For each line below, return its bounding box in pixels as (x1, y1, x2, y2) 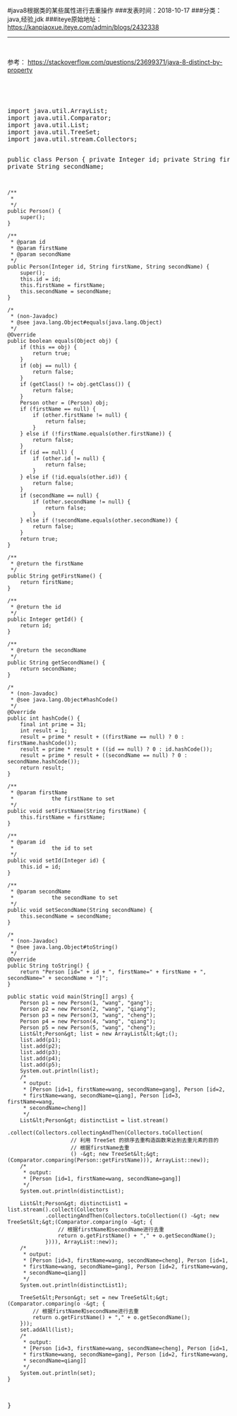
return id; (20, 622, 52, 629)
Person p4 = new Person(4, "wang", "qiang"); (20, 1018, 157, 1025)
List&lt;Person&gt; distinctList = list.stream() (20, 1117, 169, 1124)
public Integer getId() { (7, 616, 83, 623)
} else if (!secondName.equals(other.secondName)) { (20, 517, 178, 524)
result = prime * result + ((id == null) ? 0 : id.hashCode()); (20, 746, 213, 753)
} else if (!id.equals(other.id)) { (20, 474, 128, 481)
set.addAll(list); (20, 1326, 74, 1333)
